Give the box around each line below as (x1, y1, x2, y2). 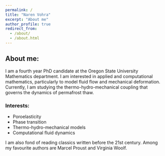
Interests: (5, 102, 30, 109)
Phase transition (12, 119, 47, 125)
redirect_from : (5, 26, 37, 31)
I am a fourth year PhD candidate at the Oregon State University (5, 68, 138, 74)
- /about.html (10, 36, 39, 41)
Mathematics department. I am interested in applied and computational (5, 73, 153, 79)
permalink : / (5, 7, 33, 13)
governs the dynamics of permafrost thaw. (5, 89, 94, 95)
